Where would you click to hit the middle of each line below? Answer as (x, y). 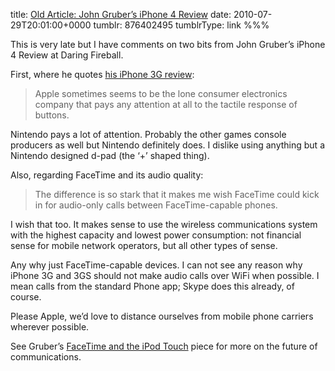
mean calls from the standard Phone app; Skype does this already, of (152, 286)
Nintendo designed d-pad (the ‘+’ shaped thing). (110, 155)
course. (26, 297)
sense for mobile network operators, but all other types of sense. (144, 245)
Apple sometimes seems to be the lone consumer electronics (161, 93)
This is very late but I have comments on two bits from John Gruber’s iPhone (168, 44)
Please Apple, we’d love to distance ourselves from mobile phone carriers (162, 316)
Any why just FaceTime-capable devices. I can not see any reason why (156, 265)
